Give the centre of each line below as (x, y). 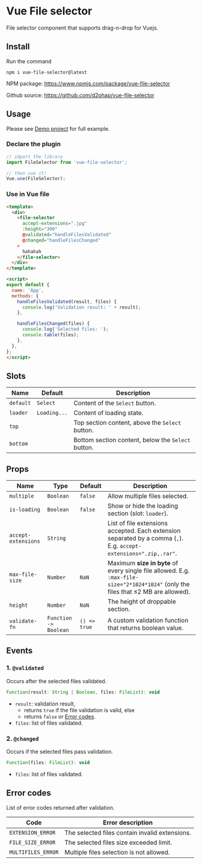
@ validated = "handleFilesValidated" (67, 235)
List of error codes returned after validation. (60, 807)
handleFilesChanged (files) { (54, 324)
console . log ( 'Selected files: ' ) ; (66, 330)
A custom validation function (148, 621)
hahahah (32, 251)
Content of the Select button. (115, 403)
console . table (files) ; (50, 335)
